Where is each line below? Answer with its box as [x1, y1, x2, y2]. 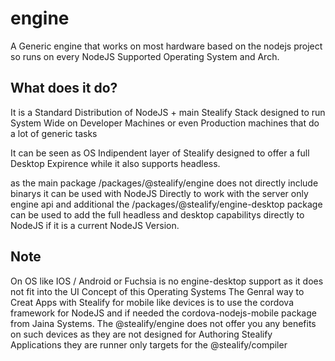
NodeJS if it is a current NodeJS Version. [10, 219, 180, 231]
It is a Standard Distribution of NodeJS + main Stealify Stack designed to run [10, 106, 326, 118]
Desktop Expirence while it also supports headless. [10, 157, 221, 169]
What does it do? [10, 80, 118, 97]
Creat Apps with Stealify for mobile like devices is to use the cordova [10, 296, 295, 308]
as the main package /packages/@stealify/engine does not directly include [10, 177, 319, 189]
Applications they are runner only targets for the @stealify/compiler [10, 338, 288, 351]
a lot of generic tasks [10, 127, 98, 139]
